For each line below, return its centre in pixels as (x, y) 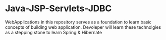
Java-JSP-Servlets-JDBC (58, 9)
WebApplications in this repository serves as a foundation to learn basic (79, 22)
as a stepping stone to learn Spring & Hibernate (54, 32)
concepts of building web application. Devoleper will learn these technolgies (83, 27)
